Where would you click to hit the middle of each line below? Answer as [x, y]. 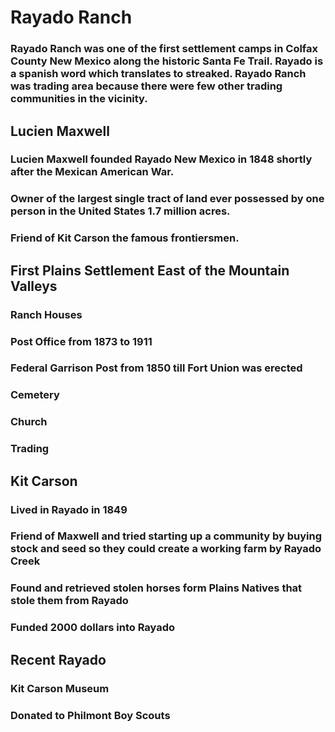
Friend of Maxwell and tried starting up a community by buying [166, 536]
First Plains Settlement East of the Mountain [150, 270]
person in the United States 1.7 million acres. [120, 211]
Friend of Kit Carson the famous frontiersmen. [125, 238]
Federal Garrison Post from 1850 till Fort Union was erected [156, 368]
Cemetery [35, 395]
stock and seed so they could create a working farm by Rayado [166, 549]
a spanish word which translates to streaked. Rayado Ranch [158, 74]
